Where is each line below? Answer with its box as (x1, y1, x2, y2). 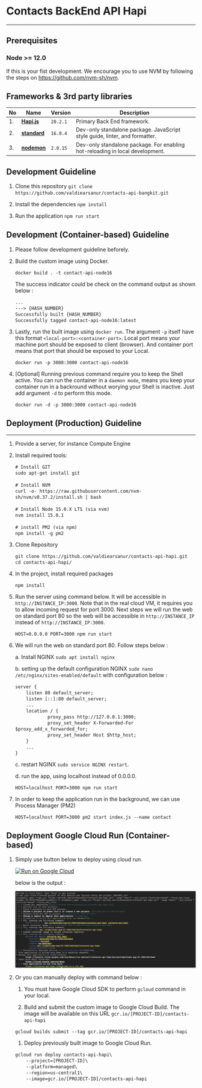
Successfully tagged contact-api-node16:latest (14, 317, 136, 323)
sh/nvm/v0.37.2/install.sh (14, 494, 83, 500)
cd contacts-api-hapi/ (14, 559, 72, 565)
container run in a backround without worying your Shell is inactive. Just (14, 383, 194, 390)
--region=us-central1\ (26, 1069, 83, 1076)
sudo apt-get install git (14, 470, 80, 476)
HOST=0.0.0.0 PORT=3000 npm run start (14, 631, 112, 637)
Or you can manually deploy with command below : (14, 973, 142, 981)
